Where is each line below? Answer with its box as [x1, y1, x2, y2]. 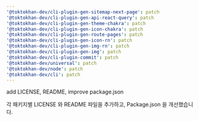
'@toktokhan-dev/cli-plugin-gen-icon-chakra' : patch [6, 26, 143, 32]
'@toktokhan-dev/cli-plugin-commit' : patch [6, 54, 119, 61]
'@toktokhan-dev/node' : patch [6, 65, 84, 72]
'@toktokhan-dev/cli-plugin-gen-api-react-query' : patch [6, 15, 154, 21]
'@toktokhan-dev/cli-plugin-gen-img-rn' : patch [6, 43, 130, 50]
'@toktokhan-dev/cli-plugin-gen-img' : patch [6, 49, 121, 55]
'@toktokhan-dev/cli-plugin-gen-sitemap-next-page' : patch [6, 9, 160, 15]
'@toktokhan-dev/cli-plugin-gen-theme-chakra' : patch [6, 20, 147, 26]
